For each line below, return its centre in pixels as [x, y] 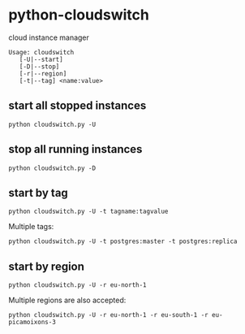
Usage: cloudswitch [41, 52]
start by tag [39, 193]
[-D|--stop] [39, 67]
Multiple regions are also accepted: [67, 300]
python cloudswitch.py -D [52, 168]
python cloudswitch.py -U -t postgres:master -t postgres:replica [123, 241]
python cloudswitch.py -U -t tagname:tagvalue [88, 212]
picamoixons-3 [32, 323]
